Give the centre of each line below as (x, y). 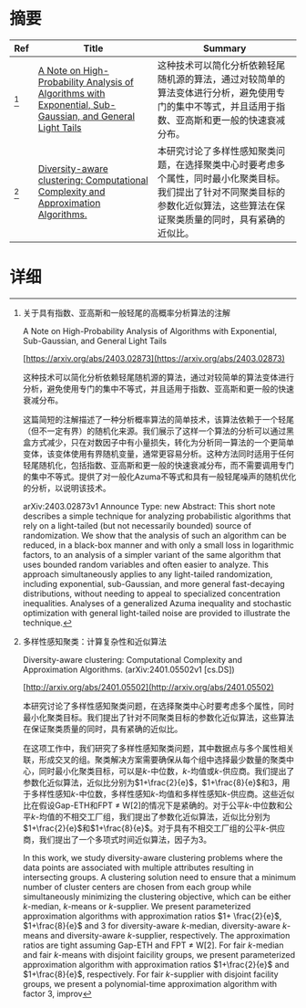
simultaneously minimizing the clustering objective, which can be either (157, 897)
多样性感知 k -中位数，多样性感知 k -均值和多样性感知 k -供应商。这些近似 (163, 793)
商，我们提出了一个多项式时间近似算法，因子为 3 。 (117, 839)
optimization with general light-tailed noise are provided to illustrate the (156, 613)
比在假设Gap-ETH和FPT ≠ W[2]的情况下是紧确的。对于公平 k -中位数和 (153, 805)
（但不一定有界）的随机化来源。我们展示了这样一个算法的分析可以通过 (154, 431)
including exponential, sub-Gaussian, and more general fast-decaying (153, 583)
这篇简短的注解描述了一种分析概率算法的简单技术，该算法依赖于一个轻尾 (158, 419)
